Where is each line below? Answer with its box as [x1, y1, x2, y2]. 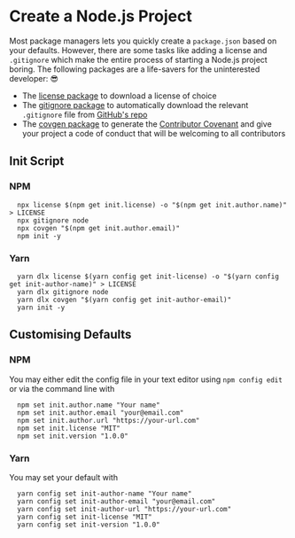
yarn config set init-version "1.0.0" [17, 520, 161, 529]
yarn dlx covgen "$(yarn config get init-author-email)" [17, 295, 232, 304]
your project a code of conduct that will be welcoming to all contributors [21, 128, 286, 138]
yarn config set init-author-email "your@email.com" [17, 496, 216, 506]
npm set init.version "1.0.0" [17, 432, 128, 441]
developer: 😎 [9, 73, 59, 83]
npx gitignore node [17, 215, 89, 225]
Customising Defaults [9, 327, 132, 342]
